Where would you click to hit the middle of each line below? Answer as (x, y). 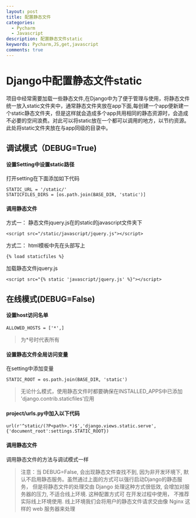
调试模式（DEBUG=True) (52, 148)
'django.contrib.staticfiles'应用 (57, 399)
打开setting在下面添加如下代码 (43, 179)
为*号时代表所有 (40, 340)
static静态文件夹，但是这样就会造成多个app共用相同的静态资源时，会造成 (99, 113)
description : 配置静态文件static (44, 39)
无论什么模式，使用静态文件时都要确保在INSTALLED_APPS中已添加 (102, 391)
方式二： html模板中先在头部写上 (46, 246)
